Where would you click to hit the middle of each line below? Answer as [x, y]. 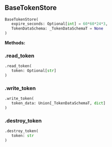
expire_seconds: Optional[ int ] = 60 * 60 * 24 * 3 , [59, 24]
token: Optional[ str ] [34, 71]
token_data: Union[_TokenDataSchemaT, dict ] [58, 103]
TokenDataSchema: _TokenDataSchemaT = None [57, 28]
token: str [23, 136]
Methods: [15, 43]
